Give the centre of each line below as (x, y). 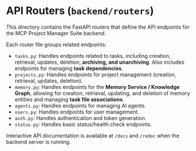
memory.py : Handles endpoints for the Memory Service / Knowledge (97, 87)
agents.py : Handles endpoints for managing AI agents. (80, 105)
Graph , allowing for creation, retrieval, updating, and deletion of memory (102, 93)
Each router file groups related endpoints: (56, 44)
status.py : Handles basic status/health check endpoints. (83, 124)
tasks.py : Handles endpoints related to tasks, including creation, (92, 56)
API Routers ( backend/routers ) (80, 11)
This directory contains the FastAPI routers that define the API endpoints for (98, 27)
